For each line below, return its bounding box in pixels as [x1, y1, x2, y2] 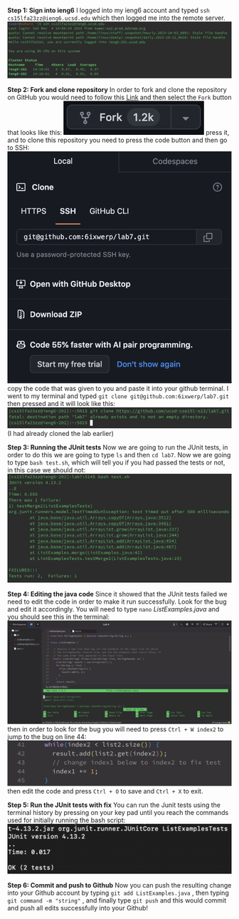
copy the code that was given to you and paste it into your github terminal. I [7, 385, 229, 393]
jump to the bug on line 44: [7, 732, 87, 741]
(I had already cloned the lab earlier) [7, 429, 114, 437]
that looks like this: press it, [7, 128, 230, 136]
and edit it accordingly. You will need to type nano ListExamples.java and [7, 605, 220, 614]
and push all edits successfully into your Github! [7, 903, 148, 912]
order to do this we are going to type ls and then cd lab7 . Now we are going [7, 450, 231, 459]
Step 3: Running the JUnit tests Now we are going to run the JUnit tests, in [7, 442, 228, 452]
